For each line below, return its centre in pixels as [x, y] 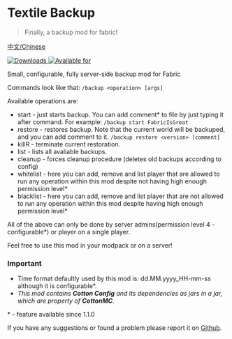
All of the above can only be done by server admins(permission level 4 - [111, 224]
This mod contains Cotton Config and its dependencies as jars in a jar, [120, 294]
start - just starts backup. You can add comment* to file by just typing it [120, 114]
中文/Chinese [26, 46]
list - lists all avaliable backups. [62, 151]
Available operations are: [43, 101]
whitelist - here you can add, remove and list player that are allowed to [118, 174]
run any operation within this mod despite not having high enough [112, 181]
